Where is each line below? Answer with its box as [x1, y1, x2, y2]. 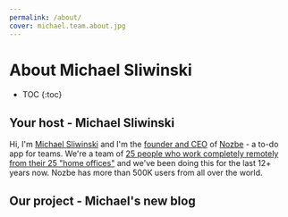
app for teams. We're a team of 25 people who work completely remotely [9, 148, 279, 159]
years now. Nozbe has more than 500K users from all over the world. [9, 167, 263, 179]
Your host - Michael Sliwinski [9, 115, 175, 130]
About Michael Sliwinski [9, 60, 192, 80]
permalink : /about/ [9, 13, 82, 22]
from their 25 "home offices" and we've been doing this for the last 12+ [9, 158, 271, 169]
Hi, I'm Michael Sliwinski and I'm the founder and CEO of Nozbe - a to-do [9, 139, 279, 150]
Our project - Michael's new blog [9, 193, 196, 208]
